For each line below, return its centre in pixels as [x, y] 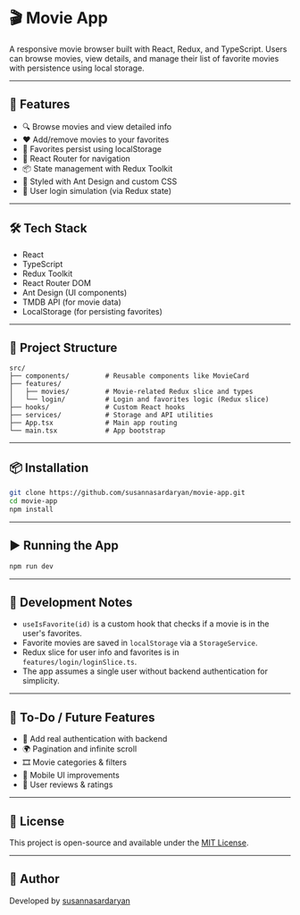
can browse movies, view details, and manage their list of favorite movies [144, 58]
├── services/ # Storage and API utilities [112, 416]
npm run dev [31, 566]
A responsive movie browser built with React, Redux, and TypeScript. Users [148, 49]
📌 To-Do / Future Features [82, 717]
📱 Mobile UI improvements [71, 776]
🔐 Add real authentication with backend [95, 739]
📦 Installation [49, 468]
